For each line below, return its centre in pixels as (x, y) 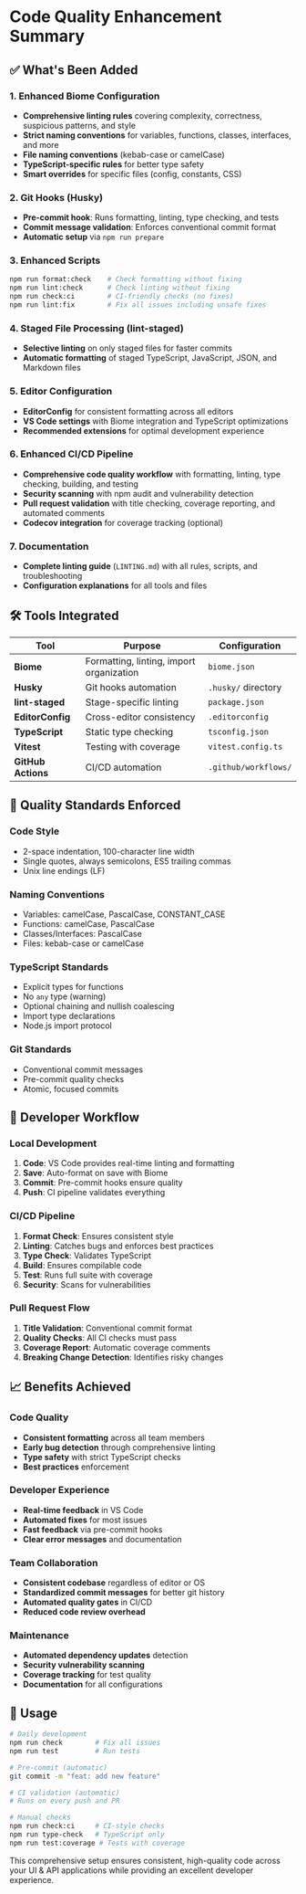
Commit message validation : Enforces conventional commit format (149, 227)
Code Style (35, 831)
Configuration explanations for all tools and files (115, 585)
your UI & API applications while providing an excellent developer (132, 1870)
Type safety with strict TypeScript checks (102, 1457)
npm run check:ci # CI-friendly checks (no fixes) (122, 297)
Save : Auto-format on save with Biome (95, 1173)
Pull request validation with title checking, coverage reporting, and (149, 503)
